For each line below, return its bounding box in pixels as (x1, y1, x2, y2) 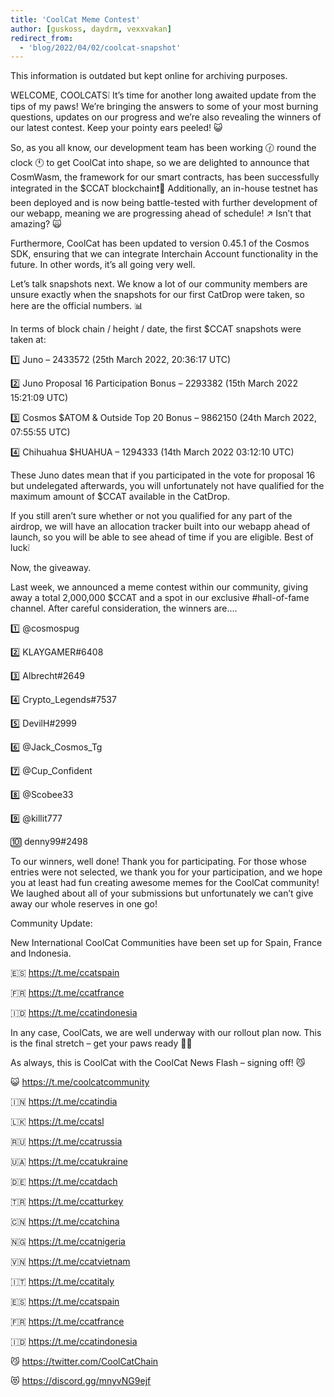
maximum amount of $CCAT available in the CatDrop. (10, 491, 230, 503)
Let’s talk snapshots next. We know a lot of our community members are (10, 278, 308, 290)
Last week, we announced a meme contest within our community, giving (10, 581, 309, 593)
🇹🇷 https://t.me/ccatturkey (10, 1196, 124, 1208)
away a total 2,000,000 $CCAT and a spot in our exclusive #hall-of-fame (10, 592, 310, 604)
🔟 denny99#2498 (10, 836, 88, 848)
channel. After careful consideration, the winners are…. (10, 602, 238, 615)
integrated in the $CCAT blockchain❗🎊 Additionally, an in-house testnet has (10, 182, 318, 195)
